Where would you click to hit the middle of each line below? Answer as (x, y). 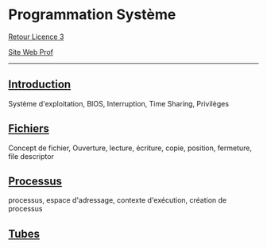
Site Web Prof (31, 52)
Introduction (40, 85)
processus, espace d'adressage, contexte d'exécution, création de (118, 200)
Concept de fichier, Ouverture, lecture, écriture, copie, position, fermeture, (130, 148)
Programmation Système (92, 15)
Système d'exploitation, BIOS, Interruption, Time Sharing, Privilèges (118, 103)
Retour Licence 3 (36, 37)
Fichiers (29, 129)
